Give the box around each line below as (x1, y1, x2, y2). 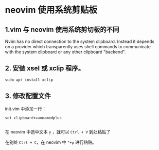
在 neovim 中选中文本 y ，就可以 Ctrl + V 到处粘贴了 (5, 129, 111, 134)
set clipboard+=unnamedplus (5, 115, 62, 120)
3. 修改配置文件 (5, 92, 51, 100)
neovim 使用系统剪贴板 (5, 4, 98, 16)
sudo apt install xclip (5, 77, 53, 82)
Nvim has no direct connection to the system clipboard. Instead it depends (5, 38, 155, 44)
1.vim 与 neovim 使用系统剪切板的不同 (5, 25, 119, 34)
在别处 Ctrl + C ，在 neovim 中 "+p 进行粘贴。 (5, 139, 97, 145)
